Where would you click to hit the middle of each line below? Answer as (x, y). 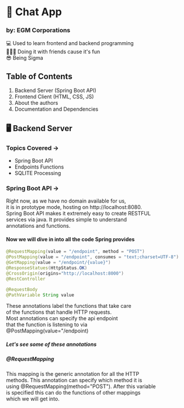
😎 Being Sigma (25, 58)
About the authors (36, 103)
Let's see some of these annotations (51, 344)
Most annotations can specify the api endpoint (62, 318)
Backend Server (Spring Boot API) (55, 91)
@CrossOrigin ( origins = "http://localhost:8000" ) (65, 273)
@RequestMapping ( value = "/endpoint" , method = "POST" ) (75, 252)
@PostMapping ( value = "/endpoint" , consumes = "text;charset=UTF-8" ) (93, 257)
